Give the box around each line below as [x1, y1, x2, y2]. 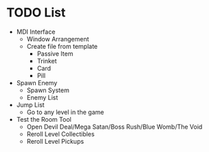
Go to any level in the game [26, 108, 104, 116]
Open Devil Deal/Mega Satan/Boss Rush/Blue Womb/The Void [26, 122, 203, 131]
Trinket [36, 56, 57, 65]
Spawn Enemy [16, 78, 58, 87]
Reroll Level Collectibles [26, 129, 95, 138]
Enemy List [26, 93, 58, 101]
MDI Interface [16, 28, 56, 36]
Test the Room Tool [16, 115, 71, 123]
